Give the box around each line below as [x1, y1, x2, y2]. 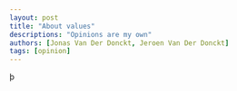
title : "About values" [9, 22, 95, 31]
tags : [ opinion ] [9, 47, 71, 56]
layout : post [9, 13, 59, 23]
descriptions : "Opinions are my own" [9, 30, 153, 39]
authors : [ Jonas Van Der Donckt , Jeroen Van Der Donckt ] [9, 38, 230, 48]
